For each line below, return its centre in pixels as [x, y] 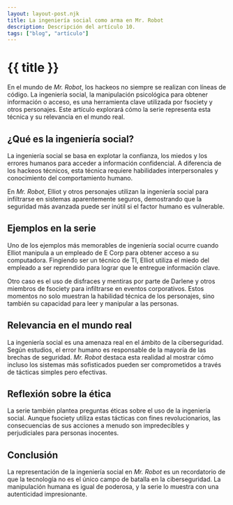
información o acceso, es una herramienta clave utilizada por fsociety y [110, 102]
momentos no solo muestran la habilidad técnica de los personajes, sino [111, 296]
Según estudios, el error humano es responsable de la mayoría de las [107, 350]
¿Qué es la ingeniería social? [71, 139]
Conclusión [33, 455]
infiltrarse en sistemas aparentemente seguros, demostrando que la [105, 199]
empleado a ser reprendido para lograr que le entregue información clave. [114, 267]
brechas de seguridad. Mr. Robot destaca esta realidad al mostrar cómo [111, 357]
